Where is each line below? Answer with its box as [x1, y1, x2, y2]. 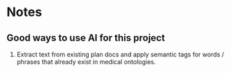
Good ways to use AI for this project [6, 32, 165, 44]
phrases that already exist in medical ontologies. [16, 58, 156, 66]
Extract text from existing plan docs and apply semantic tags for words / [16, 50, 225, 58]
